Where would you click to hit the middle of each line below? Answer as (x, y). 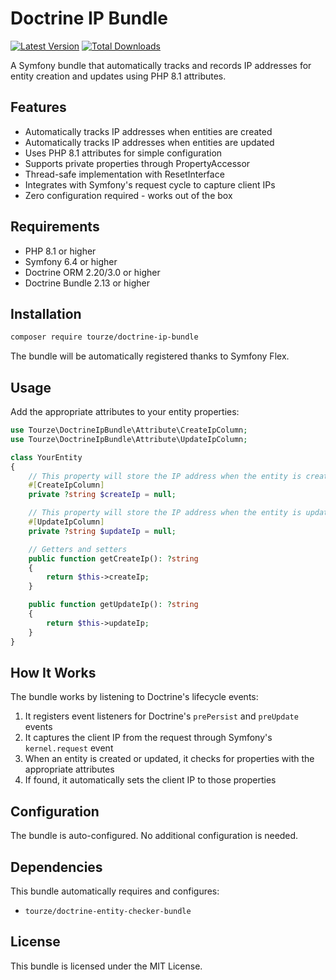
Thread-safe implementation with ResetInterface (124, 174)
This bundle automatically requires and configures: (115, 891)
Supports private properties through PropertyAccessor (137, 163)
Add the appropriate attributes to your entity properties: (125, 412)
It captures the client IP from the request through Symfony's (148, 738)
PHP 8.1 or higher (60, 251)
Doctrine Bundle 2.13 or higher (87, 283)
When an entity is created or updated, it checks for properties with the (169, 759)
